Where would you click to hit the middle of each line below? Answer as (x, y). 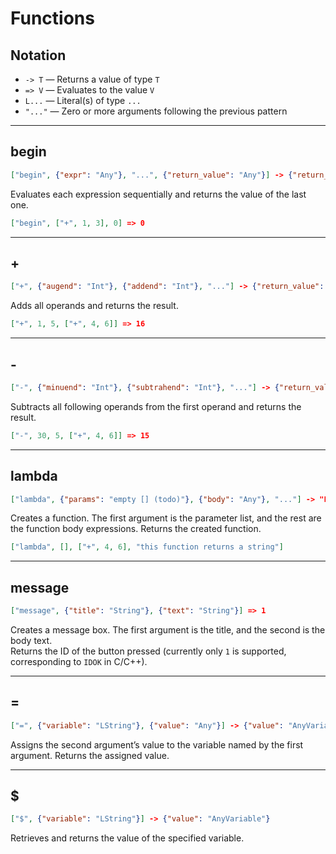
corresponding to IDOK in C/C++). (79, 661)
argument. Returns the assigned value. (90, 755)
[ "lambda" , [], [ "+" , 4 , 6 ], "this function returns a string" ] (147, 547)
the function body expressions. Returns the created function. (136, 529)
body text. (31, 640)
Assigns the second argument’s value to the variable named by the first (157, 744)
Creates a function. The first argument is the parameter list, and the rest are (166, 518)
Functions (52, 18)
